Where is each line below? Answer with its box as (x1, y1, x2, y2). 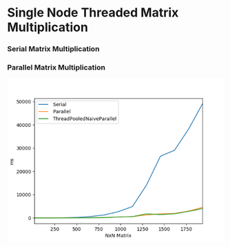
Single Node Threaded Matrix (7, 5, 179, 21)
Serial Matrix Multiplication (7, 44, 100, 54)
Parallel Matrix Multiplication (7, 63, 105, 72)
